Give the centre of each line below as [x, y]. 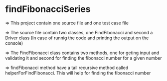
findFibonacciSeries [48, 9]
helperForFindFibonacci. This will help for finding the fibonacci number [78, 73]
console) [14, 43]
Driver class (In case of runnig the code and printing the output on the [77, 38]
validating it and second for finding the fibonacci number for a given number [83, 58]
